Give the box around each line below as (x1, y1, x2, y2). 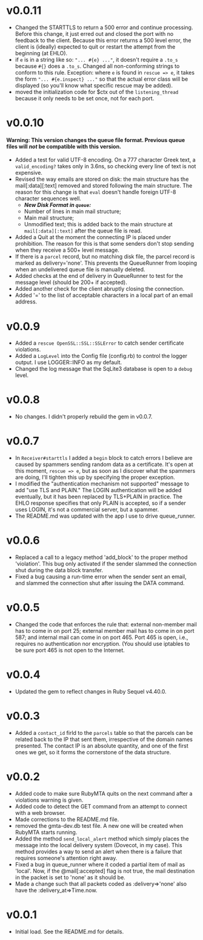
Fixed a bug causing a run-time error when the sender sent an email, (15, 573, 187, 580)
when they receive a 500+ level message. (15, 246, 120, 254)
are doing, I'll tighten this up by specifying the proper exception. (15, 474, 176, 481)
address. (15, 298, 38, 305)
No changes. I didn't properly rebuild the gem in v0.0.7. (15, 413, 153, 421)
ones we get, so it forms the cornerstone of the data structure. (15, 748, 171, 756)
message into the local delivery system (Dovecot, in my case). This (15, 841, 183, 848)
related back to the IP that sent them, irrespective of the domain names (15, 735, 193, 743)
